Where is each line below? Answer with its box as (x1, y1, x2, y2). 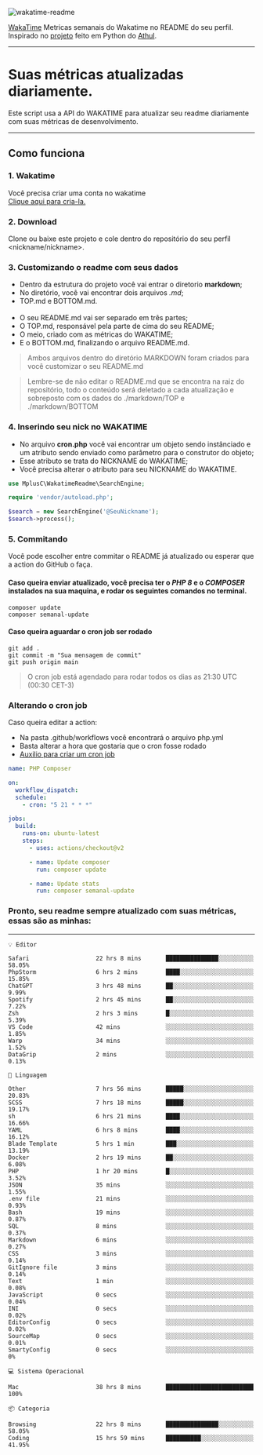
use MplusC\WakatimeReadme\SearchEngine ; (8, 480, 146, 487)
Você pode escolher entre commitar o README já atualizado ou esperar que (8, 552, 254, 561)
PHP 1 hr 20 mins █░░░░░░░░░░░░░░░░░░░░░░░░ (8, 1167, 254, 1175)
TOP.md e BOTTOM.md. (19, 297, 98, 306)
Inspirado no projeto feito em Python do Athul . (8, 31, 157, 40)
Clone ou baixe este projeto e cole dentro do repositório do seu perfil (8, 234, 231, 243)
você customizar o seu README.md (27, 362, 144, 371)
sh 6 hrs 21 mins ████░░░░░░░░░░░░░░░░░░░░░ (8, 1112, 254, 1120)
